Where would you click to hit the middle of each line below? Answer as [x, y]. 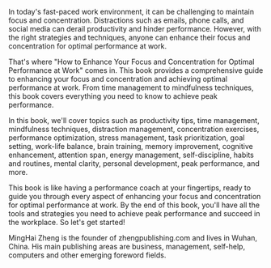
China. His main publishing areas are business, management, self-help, [127, 247]
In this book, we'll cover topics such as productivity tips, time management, [134, 120]
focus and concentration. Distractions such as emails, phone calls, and [126, 20]
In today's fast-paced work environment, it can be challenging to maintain [131, 12]
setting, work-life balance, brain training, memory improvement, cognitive [131, 146]
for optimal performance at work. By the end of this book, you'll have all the [134, 205]
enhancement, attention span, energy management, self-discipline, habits [131, 155]
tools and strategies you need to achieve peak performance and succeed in [134, 213]
